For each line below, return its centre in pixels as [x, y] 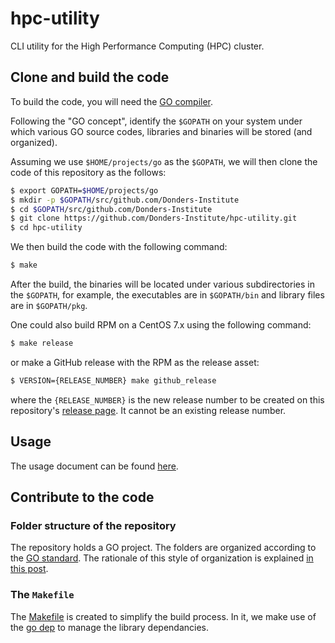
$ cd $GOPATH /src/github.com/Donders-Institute [111, 209]
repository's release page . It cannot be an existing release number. [148, 410]
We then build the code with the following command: [119, 247]
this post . [29, 569]
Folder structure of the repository [93, 525]
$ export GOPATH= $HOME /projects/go [84, 190]
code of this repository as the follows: [88, 172]
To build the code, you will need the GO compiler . [112, 101]
